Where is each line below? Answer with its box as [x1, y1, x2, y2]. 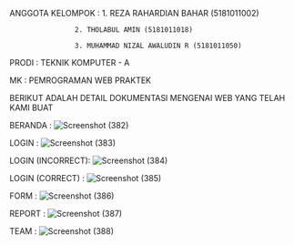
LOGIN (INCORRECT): [9, 155, 91, 166]
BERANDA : [9, 120, 53, 130]
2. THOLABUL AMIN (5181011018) [74, 26, 194, 35]
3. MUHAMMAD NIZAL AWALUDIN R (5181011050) [74, 41, 243, 50]
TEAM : [9, 226, 37, 236]
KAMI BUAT [9, 102, 54, 113]
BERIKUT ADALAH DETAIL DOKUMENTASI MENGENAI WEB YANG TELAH [9, 93, 286, 103]
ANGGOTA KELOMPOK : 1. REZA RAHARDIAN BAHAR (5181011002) [9, 8, 259, 18]
